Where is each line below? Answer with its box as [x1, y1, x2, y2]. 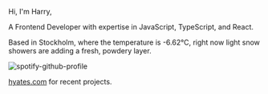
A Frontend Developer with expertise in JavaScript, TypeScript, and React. [8, 22, 254, 31]
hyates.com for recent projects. [8, 77, 112, 86]
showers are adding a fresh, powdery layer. [8, 46, 152, 55]
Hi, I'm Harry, [8, 7, 52, 16]
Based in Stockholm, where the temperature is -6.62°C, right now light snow [8, 37, 261, 47]
